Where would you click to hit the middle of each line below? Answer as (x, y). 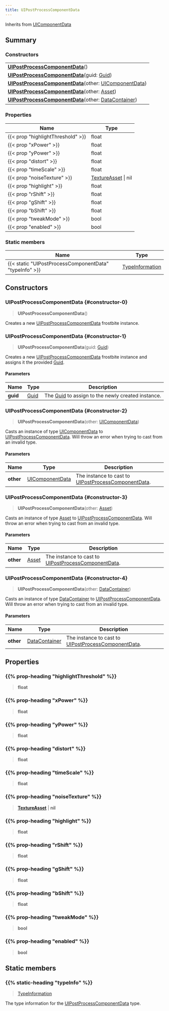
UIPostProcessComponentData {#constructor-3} (66, 497)
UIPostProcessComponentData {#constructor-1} (66, 336)
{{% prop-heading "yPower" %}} (47, 725)
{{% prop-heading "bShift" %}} (45, 893)
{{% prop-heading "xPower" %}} (47, 700)
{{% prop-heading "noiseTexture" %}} (53, 797)
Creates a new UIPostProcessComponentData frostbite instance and (76, 357)
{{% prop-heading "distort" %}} (46, 748)
